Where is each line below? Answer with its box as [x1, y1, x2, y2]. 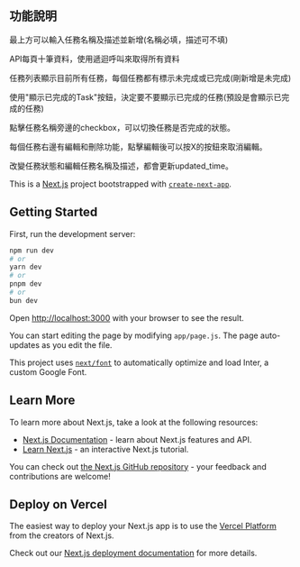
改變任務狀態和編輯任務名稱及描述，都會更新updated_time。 [9, 160, 234, 171]
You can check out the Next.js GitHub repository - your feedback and [9, 461, 268, 471]
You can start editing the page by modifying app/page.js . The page [9, 330, 259, 341]
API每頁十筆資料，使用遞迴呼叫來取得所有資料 [9, 53, 180, 64]
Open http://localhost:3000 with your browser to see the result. [9, 312, 245, 323]
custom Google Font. [9, 366, 87, 377]
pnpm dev [9, 279, 42, 288]
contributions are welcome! [9, 471, 111, 481]
